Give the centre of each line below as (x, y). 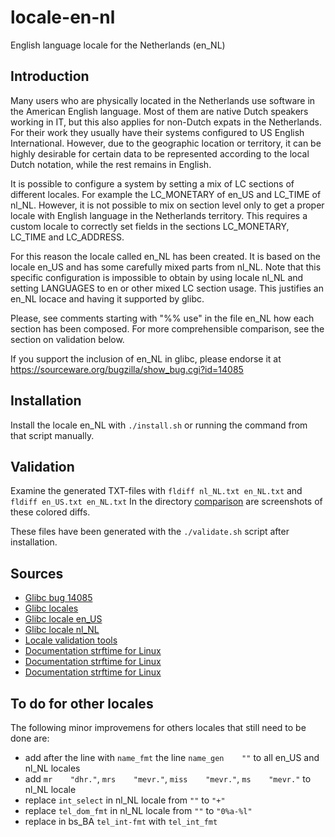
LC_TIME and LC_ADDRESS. (67, 237)
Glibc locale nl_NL (62, 630)
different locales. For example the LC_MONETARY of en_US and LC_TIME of (166, 194)
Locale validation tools (71, 640)
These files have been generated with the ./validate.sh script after (150, 532)
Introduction (50, 76)
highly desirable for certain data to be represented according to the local (160, 153)
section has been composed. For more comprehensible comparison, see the (167, 328)
